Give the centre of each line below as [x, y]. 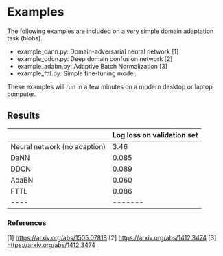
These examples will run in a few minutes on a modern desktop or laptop [110, 86]
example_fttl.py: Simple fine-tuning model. [77, 73]
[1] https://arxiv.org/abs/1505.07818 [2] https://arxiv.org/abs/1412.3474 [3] [112, 238]
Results [24, 116]
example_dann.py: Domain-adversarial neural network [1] [98, 51]
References [27, 222]
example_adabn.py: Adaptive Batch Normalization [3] [92, 66]
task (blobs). [25, 38]
